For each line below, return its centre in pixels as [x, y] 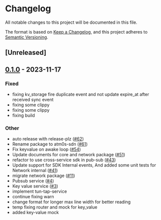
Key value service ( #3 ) [35, 186]
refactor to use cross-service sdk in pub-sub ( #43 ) [64, 160]
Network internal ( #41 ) [35, 171]
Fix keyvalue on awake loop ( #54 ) [47, 149]
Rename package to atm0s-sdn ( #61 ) [50, 144]
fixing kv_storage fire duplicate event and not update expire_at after [80, 94]
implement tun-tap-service [40, 191]
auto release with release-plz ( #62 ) [48, 139]
